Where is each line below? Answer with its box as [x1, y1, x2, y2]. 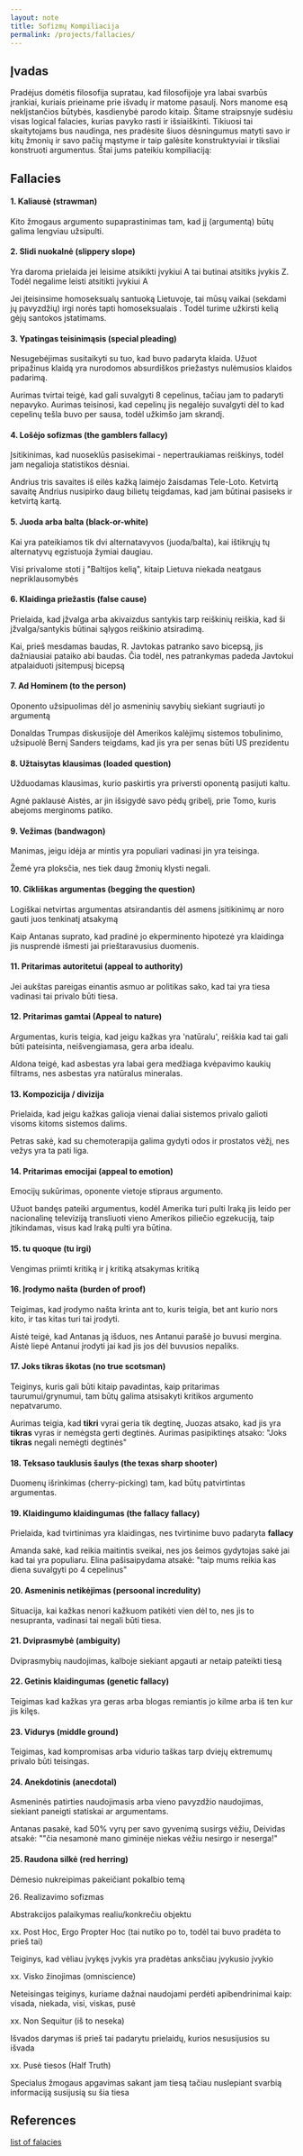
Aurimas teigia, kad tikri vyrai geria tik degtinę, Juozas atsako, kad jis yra [10, 1418, 281, 1429]
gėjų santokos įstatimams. [10, 312, 107, 323]
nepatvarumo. [10, 1401, 62, 1411]
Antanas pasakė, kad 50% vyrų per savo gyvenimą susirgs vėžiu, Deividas [10, 1823, 286, 1834]
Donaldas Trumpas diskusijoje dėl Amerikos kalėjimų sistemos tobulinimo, [10, 727, 284, 738]
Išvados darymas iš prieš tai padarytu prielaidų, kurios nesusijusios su [10, 2033, 271, 2043]
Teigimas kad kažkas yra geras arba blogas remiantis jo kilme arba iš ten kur [10, 1696, 293, 1707]
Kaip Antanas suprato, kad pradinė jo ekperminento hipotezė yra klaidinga [10, 930, 284, 942]
